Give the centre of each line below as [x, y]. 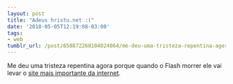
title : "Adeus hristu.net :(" [51, 20]
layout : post [26, 14]
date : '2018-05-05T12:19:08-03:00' [59, 26]
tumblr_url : [24, 46]
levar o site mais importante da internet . [64, 73]
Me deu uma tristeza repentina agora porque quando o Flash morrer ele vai [114, 66]
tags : [15, 33]
